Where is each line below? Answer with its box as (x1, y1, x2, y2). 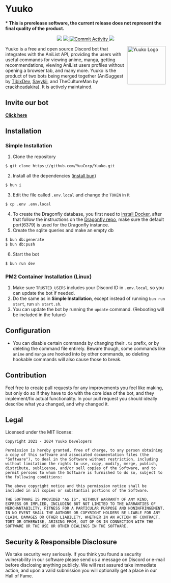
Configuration (5, 326, 51, 335)
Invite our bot (5, 98, 49, 107)
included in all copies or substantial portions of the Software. (5, 488, 149, 493)
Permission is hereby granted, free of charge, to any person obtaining (5, 448, 163, 453)
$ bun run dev (5, 261, 36, 266)
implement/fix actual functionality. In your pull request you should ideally (5, 395, 158, 401)
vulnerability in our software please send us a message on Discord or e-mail (5, 556, 165, 563)
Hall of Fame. (5, 573, 33, 579)
